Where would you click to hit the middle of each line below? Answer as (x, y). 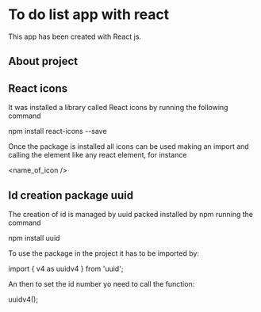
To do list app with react (89, 15)
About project (43, 61)
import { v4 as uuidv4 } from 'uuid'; (66, 268)
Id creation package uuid (71, 195)
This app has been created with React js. (75, 36)
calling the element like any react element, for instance (98, 155)
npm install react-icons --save (58, 131)
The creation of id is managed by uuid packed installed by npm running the (131, 214)
